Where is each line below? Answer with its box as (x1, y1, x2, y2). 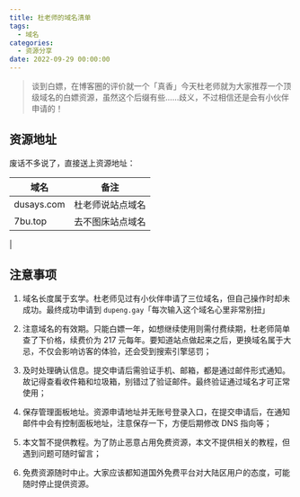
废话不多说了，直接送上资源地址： (9, 157, 136, 168)
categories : (9, 38, 54, 48)
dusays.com (13, 198, 66, 210)
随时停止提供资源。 (22, 478, 94, 489)
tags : (9, 22, 30, 31)
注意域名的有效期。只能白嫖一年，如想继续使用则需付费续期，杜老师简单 (22, 323, 290, 333)
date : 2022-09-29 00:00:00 (9, 55, 110, 64)
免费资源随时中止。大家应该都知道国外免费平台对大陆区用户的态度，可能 (22, 466, 290, 477)
